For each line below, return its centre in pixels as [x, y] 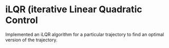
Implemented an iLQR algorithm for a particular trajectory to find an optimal [85, 34]
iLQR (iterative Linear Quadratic [74, 9]
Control [22, 20]
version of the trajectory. [31, 40]
